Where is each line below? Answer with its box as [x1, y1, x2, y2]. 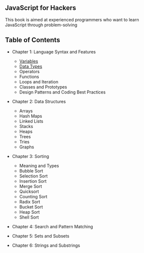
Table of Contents [5, 36, 61, 44]
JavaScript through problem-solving [5, 22, 78, 28]
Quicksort [19, 189, 39, 194]
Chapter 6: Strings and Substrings [12, 242, 80, 248]
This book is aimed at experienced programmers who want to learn [5, 16, 139, 22]
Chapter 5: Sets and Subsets [12, 233, 69, 239]
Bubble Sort [19, 168, 44, 174]
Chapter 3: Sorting [12, 153, 49, 159]
